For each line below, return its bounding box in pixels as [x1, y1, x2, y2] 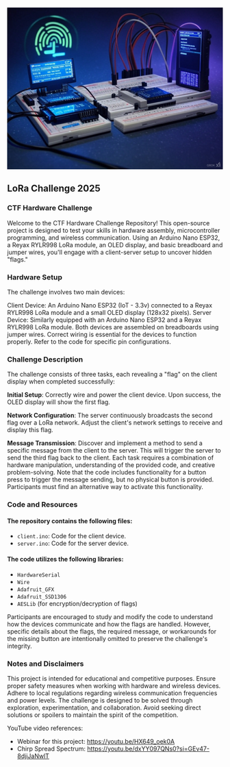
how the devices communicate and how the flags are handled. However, [7, 620, 211, 628]
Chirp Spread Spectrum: [16, 744, 86, 753]
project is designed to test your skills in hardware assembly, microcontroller [7, 226, 220, 234]
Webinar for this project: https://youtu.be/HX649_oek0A [16, 737, 175, 745]
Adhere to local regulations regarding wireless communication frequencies [7, 689, 218, 697]
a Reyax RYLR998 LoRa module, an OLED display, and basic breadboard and [7, 240, 223, 249]
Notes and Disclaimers [7, 659, 84, 668]
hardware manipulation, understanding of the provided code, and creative [7, 461, 216, 469]
